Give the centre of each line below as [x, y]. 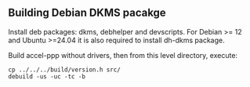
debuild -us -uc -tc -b [47, 76]
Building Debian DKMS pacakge [87, 13]
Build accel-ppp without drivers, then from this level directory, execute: [123, 55]
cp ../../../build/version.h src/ [65, 70]
